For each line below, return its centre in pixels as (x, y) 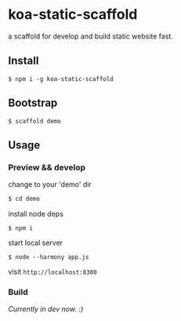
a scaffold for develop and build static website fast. (91, 36)
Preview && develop (47, 167)
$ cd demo (24, 199)
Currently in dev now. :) (46, 309)
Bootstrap (33, 103)
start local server (36, 243)
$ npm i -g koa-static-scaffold (61, 79)
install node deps (36, 214)
